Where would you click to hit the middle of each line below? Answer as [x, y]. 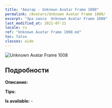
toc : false [16, 37]
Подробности [27, 70]
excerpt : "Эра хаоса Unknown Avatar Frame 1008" [56, 18]
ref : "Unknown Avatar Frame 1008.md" [43, 32]
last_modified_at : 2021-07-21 [36, 23]
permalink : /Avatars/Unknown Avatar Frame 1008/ [55, 14]
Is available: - [19, 101]
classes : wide [19, 41]
